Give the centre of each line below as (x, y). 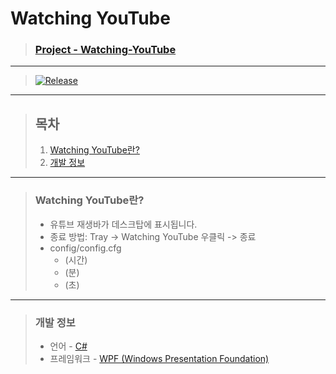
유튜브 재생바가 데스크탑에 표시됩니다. (123, 224)
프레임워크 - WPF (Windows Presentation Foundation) (159, 358)
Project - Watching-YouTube (105, 50)
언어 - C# (68, 346)
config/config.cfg (85, 248)
